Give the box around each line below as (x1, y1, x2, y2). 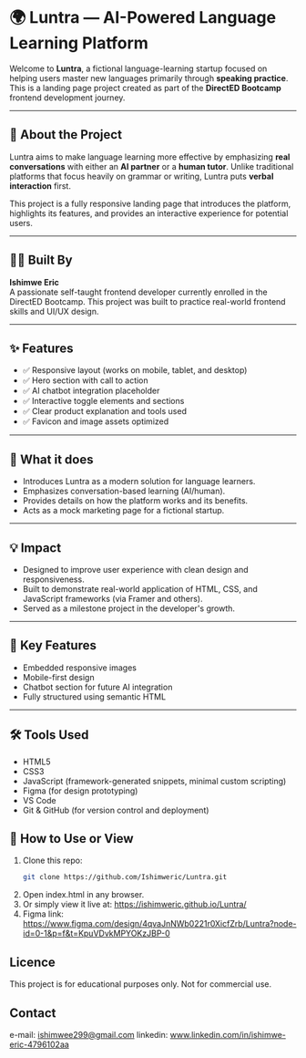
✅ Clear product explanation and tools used (22, 406, 187, 417)
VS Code (22, 794, 56, 805)
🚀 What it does (9, 451, 94, 467)
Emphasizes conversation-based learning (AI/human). (22, 485, 226, 497)
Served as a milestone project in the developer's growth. (22, 603, 235, 614)
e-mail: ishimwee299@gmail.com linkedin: (9, 1029, 168, 1040)
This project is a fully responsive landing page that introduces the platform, (9, 198, 291, 209)
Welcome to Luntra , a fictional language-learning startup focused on (9, 63, 268, 74)
